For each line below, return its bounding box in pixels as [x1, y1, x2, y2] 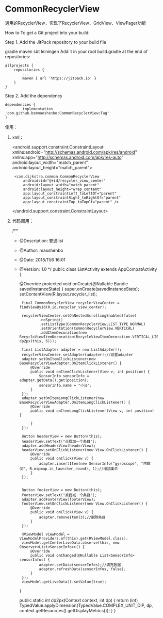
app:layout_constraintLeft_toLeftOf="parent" [23, 191, 117, 196]
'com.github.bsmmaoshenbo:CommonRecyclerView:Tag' [5, 111, 110, 115]
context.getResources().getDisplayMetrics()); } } [19, 607, 116, 613]
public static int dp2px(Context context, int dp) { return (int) [19, 597, 138, 603]
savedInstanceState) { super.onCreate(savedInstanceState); [19, 286, 139, 292]
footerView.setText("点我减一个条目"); [21, 492, 97, 498]
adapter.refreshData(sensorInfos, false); [39, 567, 126, 571]
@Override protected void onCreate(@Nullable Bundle [19, 280, 128, 287]
